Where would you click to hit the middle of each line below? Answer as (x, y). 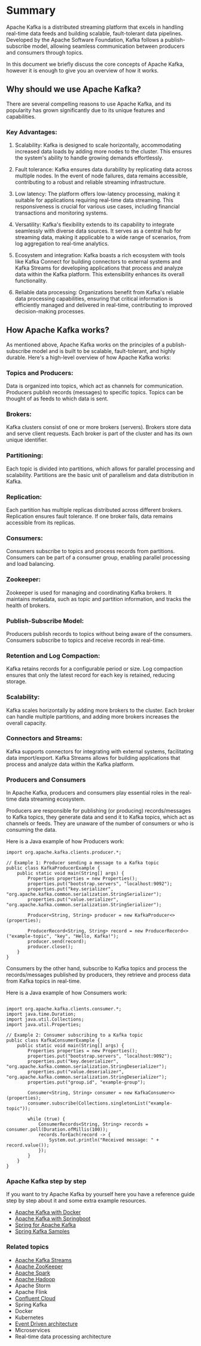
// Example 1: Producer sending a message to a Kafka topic (83, 863)
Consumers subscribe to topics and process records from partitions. (91, 551)
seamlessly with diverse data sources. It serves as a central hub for (98, 231)
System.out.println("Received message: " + (104, 1140)
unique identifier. (27, 440)
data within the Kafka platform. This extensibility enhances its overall (99, 274)
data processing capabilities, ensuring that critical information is (94, 299)
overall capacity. (26, 723)
